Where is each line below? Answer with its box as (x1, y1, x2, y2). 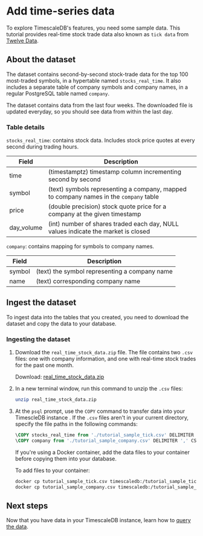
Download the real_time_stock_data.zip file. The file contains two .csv (14, 349, 193, 356)
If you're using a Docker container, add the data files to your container (14, 448, 190, 456)
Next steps (6, 500, 48, 511)
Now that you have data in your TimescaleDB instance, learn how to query (6, 517, 192, 524)
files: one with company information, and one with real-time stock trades (14, 355, 196, 363)
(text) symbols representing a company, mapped (48, 185, 187, 194)
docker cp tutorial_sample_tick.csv (14, 478, 108, 484)
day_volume (9, 223, 43, 232)
